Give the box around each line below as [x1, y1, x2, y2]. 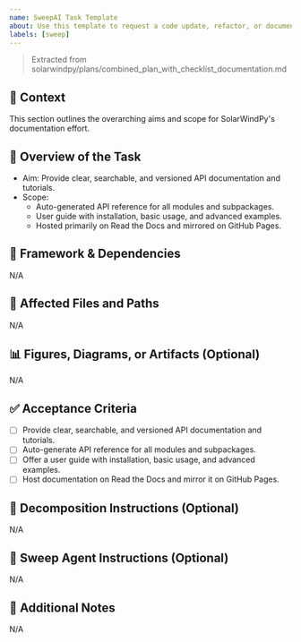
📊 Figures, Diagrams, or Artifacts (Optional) [9, 347, 261, 363]
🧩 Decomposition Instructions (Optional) [9, 501, 240, 516]
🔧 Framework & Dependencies [9, 246, 181, 261]
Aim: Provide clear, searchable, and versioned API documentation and [21, 173, 280, 184]
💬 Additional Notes [9, 600, 116, 615]
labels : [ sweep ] [9, 30, 70, 39]
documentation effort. [9, 123, 90, 134]
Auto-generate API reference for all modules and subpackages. [21, 444, 257, 455]
